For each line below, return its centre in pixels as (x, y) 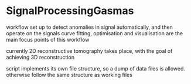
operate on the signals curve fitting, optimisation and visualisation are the (95, 33)
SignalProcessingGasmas (70, 11)
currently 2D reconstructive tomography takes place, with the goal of (89, 51)
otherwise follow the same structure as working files (69, 75)
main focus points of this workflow (48, 39)
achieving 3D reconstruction (40, 57)
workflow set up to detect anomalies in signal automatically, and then (89, 27)
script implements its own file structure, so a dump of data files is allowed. (96, 68)
